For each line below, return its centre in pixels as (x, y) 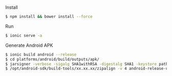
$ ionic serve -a (24, 35)
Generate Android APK (29, 45)
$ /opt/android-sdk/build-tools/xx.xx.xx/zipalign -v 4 (66, 69)
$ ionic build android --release (41, 54)
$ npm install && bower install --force (49, 17)
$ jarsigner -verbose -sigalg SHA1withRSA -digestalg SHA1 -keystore (81, 64)
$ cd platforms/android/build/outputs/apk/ (52, 59)
